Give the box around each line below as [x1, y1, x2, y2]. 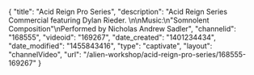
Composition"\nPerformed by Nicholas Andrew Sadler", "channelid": [8, 24, 237, 33]
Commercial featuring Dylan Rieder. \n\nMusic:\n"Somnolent [8, 15, 210, 25]
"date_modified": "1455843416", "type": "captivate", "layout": [8, 41, 213, 51]
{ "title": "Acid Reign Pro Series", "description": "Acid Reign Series [8, 7, 228, 16]
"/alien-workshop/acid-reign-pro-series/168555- [83, 50, 247, 59]
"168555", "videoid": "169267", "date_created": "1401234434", [8, 32, 217, 42]
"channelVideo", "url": [8, 50, 83, 59]
